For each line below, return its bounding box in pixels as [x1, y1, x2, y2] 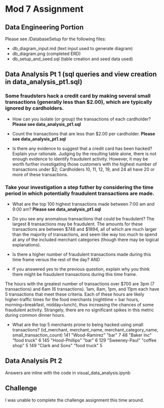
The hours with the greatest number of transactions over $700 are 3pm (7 [5, 281, 155, 287]
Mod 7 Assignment [5, 3, 84, 15]
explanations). [12, 242, 41, 247]
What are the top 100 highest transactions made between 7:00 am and [12, 201, 155, 207]
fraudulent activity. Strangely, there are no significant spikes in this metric [5, 307, 154, 313]
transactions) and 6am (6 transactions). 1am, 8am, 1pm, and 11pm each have [5, 286, 160, 292]
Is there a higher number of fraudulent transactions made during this [12, 251, 151, 257]
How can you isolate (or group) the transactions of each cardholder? [12, 116, 151, 122]
